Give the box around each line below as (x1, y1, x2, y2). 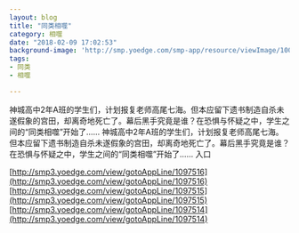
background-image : (9, 46, 77, 55)
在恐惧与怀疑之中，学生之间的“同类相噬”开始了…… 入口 (9, 149, 212, 159)
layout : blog (9, 12, 58, 22)
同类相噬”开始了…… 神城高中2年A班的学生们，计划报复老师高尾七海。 (28, 126, 284, 137)
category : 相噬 (9, 29, 63, 38)
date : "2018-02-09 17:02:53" (9, 37, 117, 47)
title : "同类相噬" (9, 21, 73, 30)
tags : (9, 54, 29, 63)
